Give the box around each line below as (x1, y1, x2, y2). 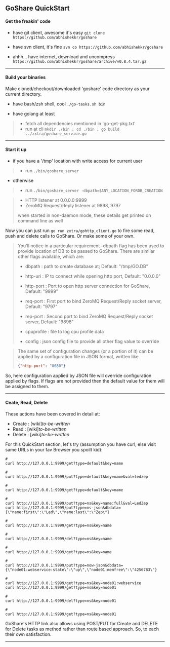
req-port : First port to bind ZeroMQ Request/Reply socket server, (25, 298, 162, 304)
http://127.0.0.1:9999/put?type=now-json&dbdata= (16, 563, 123, 568)
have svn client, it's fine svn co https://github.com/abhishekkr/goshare (12, 44, 163, 50)
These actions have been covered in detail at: (5, 411, 100, 417)
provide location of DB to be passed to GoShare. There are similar (17, 248, 155, 254)
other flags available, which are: (17, 253, 84, 259)
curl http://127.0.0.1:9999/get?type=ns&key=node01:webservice (5, 581, 142, 586)
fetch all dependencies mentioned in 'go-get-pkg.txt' (25, 120, 136, 126)
